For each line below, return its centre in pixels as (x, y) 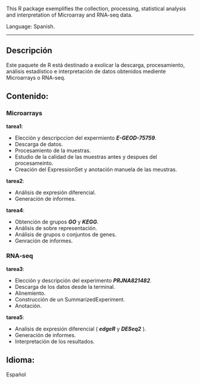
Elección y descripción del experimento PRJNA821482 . (83, 280)
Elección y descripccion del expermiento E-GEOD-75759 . (85, 138)
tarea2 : (15, 181)
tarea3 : (15, 269)
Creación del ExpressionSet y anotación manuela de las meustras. (96, 169)
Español (16, 374)
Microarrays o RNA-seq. (36, 77)
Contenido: (27, 97)
